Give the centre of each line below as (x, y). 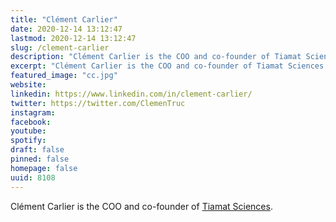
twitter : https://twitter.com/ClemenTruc (98, 103)
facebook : (31, 122)
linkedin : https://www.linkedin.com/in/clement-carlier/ (131, 94)
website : (28, 85)
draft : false (37, 150)
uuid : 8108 (33, 177)
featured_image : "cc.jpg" (64, 76)
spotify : (28, 141)
